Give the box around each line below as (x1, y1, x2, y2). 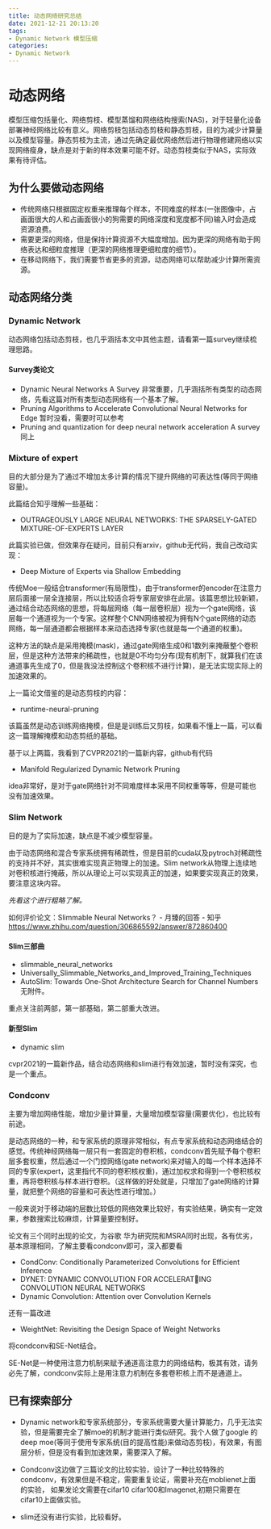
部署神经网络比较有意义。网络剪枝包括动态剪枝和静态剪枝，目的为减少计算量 (8, 124, 263, 134)
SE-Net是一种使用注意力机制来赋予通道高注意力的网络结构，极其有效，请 (8, 1358, 252, 1368)
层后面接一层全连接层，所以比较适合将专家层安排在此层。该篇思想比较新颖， (8, 593, 263, 602)
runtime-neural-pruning (19, 704, 99, 714)
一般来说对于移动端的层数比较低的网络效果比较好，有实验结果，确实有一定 (8, 1204, 256, 1213)
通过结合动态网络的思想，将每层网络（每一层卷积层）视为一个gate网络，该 (8, 603, 256, 613)
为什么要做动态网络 (8, 181, 104, 195)
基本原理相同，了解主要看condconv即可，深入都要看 (8, 1241, 183, 1250)
